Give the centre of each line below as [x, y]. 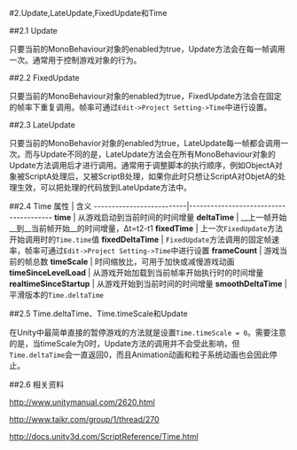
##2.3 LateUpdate [42, 125]
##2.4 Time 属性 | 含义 [51, 206]
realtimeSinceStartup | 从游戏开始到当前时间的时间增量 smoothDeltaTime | [148, 283]
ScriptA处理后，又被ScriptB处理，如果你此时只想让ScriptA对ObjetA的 [151, 176]
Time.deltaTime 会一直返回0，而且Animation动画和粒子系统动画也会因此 [140, 354]
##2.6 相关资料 [37, 384]
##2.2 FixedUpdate [44, 78]
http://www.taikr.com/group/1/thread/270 [84, 419]
